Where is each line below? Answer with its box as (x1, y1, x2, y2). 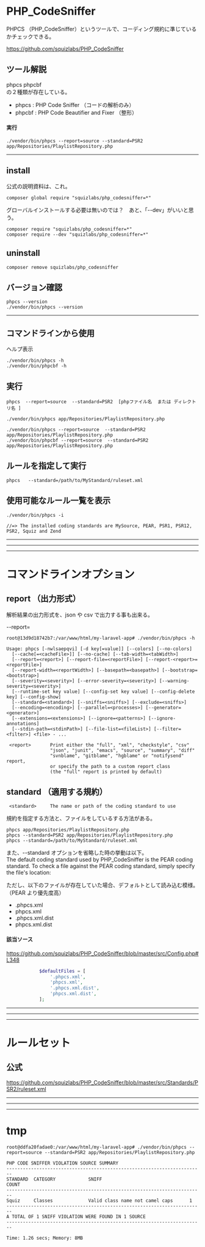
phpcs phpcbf (6, 81, 41, 88)
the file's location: (6, 869, 51, 876)
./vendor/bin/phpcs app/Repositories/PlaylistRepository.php (6, 416, 165, 422)
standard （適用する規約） (6, 787, 108, 797)
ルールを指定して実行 (6, 461, 87, 471)
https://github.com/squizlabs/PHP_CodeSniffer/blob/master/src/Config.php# (6, 949, 199, 957)
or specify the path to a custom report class (49, 763, 171, 769)
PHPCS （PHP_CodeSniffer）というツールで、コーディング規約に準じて (6, 25, 186, 32)
